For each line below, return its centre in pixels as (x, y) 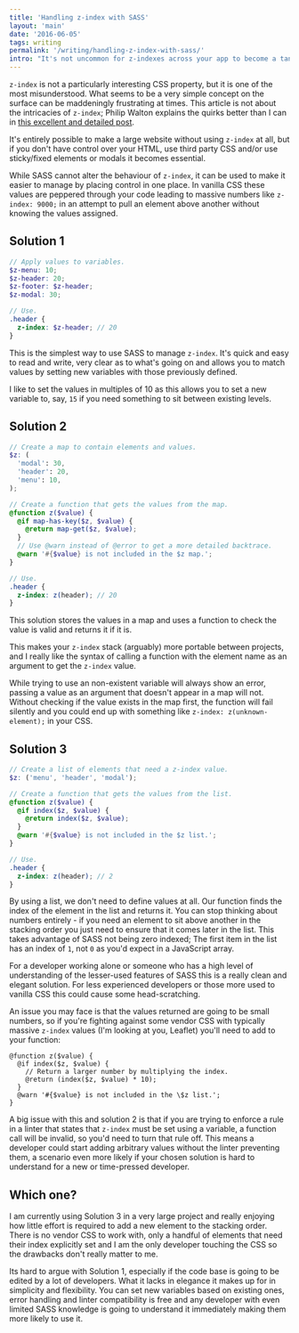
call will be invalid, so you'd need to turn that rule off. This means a (132, 1138)
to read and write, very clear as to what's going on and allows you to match (147, 362)
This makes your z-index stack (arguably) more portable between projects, (147, 647)
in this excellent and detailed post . (72, 122)
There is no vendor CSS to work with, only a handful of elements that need (146, 1235)
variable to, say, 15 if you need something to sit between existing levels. (141, 398)
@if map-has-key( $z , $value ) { (75, 521)
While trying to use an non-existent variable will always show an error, (138, 683)
